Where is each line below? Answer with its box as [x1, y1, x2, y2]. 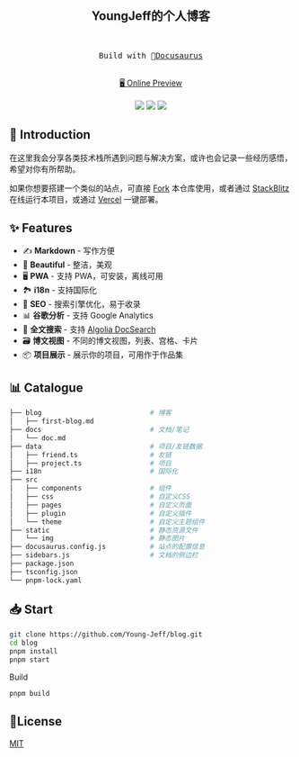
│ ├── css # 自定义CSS [9, 492, 191, 501]
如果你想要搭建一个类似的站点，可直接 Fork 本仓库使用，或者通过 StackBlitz [9, 183, 290, 194]
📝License [9, 714, 63, 729]
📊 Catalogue [9, 380, 84, 395]
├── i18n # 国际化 [9, 467, 179, 476]
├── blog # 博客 [9, 409, 172, 418]
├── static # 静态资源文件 [9, 526, 199, 535]
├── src [9, 475, 39, 484]
